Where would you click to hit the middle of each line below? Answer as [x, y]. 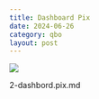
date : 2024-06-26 [42, 26]
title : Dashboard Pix [50, 18]
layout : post [34, 43]
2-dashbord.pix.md [45, 85]
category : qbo [36, 34]
